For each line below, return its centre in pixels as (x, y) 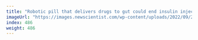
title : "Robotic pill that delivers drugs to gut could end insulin (92, 11)
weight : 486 (21, 28)
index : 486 (19, 22)
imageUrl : (18, 17)
